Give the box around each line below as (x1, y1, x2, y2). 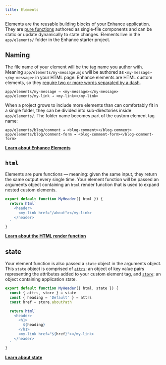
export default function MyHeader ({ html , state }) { (5, 286, 119, 291)
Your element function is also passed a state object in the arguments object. (5, 261, 162, 267)
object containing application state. (5, 276, 77, 282)
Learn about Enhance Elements (5, 145, 71, 151)
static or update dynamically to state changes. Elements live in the (5, 31, 140, 37)
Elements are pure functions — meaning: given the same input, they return (5, 171, 157, 177)
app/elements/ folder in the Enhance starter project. (5, 37, 111, 43)
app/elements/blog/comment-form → (5, 132, 77, 137)
